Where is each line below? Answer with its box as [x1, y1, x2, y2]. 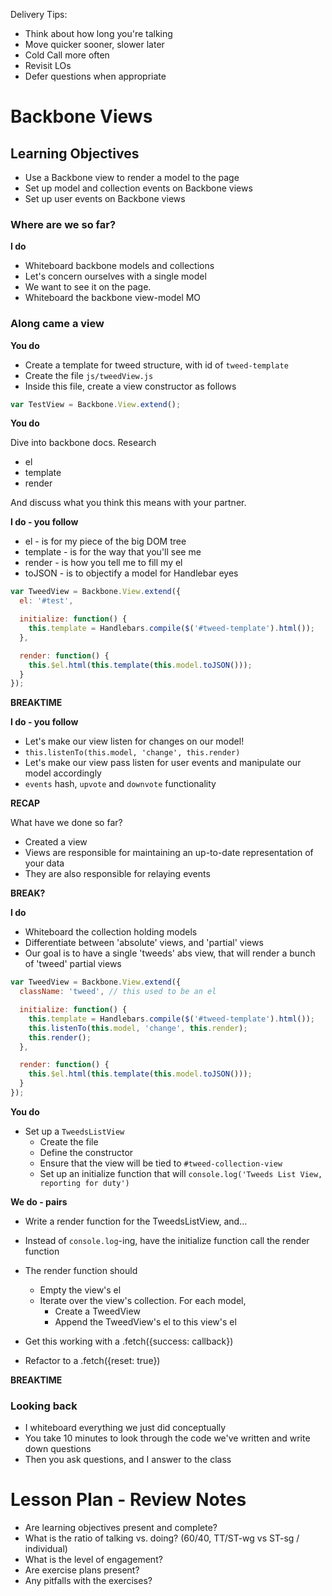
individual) [24, 1543, 68, 1555]
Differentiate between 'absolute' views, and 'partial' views [24, 937, 264, 949]
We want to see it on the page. [24, 281, 152, 293]
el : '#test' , [19, 596, 74, 606]
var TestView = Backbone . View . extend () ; [10, 399, 182, 409]
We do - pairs [10, 1195, 68, 1208]
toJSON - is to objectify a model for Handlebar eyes [24, 567, 239, 579]
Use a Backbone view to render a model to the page [24, 172, 240, 183]
